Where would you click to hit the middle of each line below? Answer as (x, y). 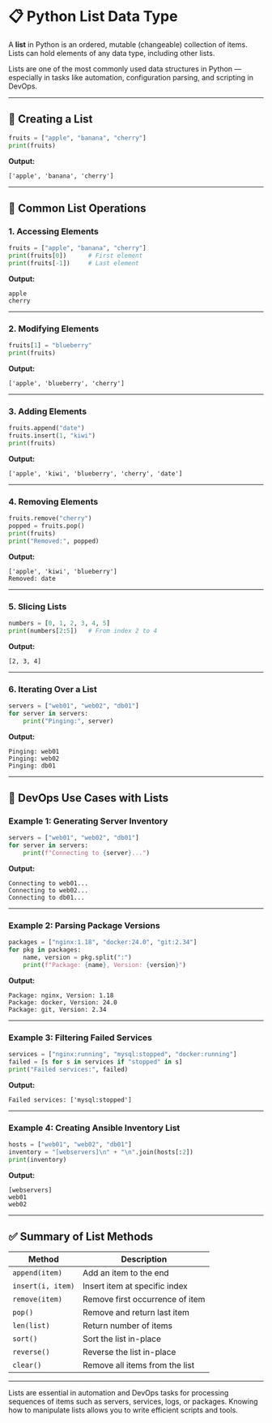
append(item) (38, 1273)
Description (144, 1259)
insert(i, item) (44, 1286)
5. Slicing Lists (38, 606)
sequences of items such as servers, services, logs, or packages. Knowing (133, 1402)
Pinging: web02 (34, 759)
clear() (27, 1365)
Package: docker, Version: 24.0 (63, 1002)
